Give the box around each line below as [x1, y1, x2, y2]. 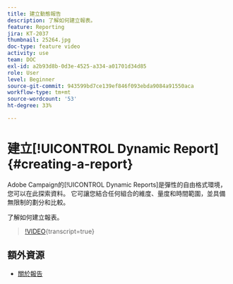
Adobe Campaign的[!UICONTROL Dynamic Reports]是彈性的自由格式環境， [7, 180, 227, 189]
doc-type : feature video [7, 43, 80, 50]
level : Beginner [7, 75, 55, 83]
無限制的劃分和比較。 [7, 198, 69, 206]
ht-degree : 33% [7, 102, 52, 109]
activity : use [7, 50, 49, 57]
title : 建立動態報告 [7, 10, 61, 18]
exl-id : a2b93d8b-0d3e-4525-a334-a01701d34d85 [7, 63, 147, 70]
